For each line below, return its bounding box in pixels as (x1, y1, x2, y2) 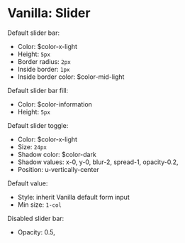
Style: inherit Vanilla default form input (17, 193, 130, 201)
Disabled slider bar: (7, 214, 65, 222)
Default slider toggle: (7, 121, 69, 129)
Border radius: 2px (17, 57, 71, 65)
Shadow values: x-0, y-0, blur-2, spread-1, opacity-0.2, (17, 158, 179, 166)
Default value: (7, 179, 48, 188)
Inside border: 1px (17, 65, 70, 73)
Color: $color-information (17, 99, 92, 108)
